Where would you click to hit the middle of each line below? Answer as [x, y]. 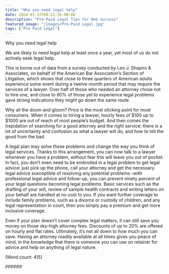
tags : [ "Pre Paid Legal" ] [32, 29]
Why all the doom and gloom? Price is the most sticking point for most [78, 110]
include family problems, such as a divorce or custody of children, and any [83, 200]
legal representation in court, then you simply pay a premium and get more [83, 205]
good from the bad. [25, 137]
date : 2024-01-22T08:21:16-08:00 [40, 15]
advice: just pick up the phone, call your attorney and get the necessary [80, 168]
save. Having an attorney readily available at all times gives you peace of [81, 237]
